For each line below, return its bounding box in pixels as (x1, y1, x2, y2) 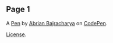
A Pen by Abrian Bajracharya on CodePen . (6, 19, 108, 26)
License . (6, 31, 27, 38)
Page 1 (6, 5, 30, 14)
